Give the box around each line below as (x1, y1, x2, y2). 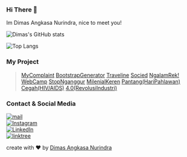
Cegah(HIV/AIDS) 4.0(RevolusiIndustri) (21, 84, 118, 91)
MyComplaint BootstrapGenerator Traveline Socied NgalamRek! (21, 71, 180, 78)
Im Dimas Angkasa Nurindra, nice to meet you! (6, 19, 122, 27)
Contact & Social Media (6, 99, 77, 107)
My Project (6, 57, 39, 66)
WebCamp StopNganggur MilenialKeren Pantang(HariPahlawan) (21, 78, 181, 85)
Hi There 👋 (6, 5, 37, 14)
